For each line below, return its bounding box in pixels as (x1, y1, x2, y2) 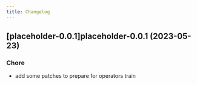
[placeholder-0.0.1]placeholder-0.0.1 (6, 31, 149, 42)
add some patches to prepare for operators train (15, 72, 136, 80)
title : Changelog (6, 8, 50, 15)
